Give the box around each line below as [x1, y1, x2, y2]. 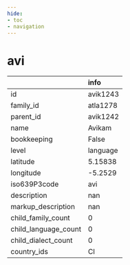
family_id [10, 101, 39, 111]
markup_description [10, 202, 76, 212]
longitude [10, 168, 41, 178]
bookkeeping [10, 134, 53, 144]
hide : [7, 10, 23, 17]
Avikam [87, 123, 112, 133]
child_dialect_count [10, 236, 73, 246]
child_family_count [10, 213, 70, 223]
